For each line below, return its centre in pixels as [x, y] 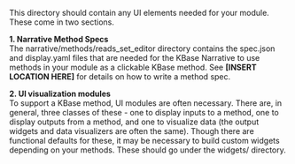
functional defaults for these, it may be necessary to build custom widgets [145, 141]
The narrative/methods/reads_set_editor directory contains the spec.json [142, 48]
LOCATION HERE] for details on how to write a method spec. [120, 77]
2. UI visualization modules [60, 93]
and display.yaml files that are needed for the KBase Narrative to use [135, 58]
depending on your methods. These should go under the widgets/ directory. [147, 150]
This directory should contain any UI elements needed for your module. [140, 13]
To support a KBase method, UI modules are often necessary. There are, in [146, 103]
